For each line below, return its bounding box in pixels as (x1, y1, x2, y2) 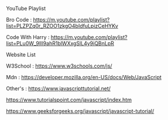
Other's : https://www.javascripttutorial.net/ (6, 85, 111, 92)
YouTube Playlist (6, 5, 46, 12)
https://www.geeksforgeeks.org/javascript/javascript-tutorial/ (6, 108, 155, 114)
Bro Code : (6, 16, 32, 23)
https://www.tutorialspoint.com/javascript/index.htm (6, 96, 132, 103)
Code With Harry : (6, 34, 50, 40)
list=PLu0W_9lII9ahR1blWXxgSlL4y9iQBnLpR (6, 40, 114, 47)
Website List (6, 51, 36, 58)
